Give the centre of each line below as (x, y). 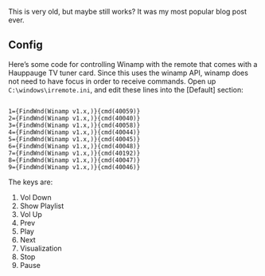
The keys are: (31, 182)
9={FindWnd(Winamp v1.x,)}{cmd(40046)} (74, 167)
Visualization (41, 248)
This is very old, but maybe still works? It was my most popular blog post (128, 12)
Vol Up (31, 214)
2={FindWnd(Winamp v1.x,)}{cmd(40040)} (74, 118)
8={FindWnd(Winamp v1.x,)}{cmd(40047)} (74, 160)
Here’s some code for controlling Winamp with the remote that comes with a (133, 64)
